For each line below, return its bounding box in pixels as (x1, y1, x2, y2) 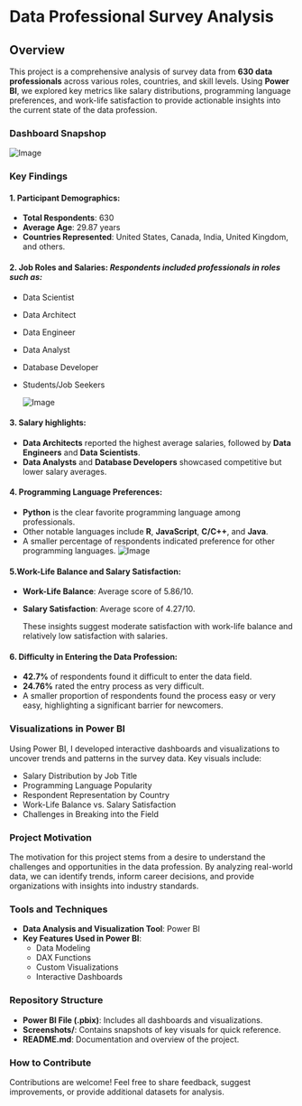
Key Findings (9, 170, 68, 182)
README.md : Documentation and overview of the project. (22, 1034, 240, 1045)
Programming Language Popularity (22, 779, 152, 791)
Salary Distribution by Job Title (22, 770, 138, 781)
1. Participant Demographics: (9, 192, 121, 203)
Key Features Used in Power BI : (22, 933, 142, 944)
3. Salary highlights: (9, 417, 87, 428)
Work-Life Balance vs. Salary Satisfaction (22, 799, 177, 810)
